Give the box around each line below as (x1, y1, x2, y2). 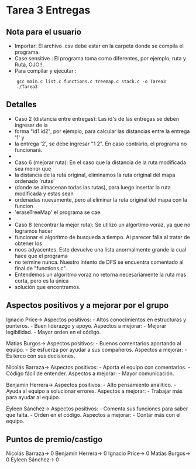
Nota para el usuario (6, 27, 82, 37)
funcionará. (14, 146, 43, 153)
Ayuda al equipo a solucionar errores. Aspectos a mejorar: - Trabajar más (6, 388, 183, 395)
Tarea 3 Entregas (6, 4, 91, 17)
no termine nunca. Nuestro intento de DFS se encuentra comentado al (14, 259, 184, 266)
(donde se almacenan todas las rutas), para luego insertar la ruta (14, 183, 171, 191)
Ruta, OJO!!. (14, 61, 44, 68)
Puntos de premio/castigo (6, 434, 103, 444)
